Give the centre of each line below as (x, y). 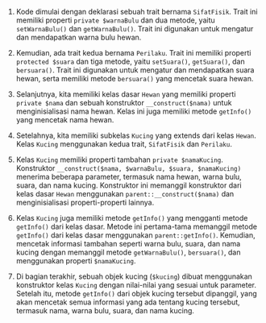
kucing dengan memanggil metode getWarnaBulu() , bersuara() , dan (128, 252)
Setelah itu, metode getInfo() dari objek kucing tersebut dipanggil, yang (137, 294)
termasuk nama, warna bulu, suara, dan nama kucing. (105, 311)
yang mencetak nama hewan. (65, 120)
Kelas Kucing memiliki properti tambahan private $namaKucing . (120, 159)
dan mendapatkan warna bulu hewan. (79, 37)
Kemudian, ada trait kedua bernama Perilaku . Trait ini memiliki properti (133, 53)
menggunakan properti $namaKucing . (76, 261)
